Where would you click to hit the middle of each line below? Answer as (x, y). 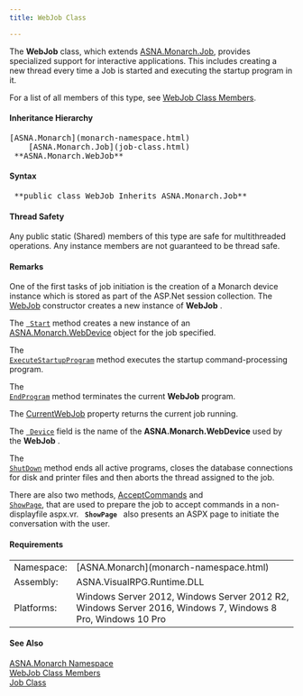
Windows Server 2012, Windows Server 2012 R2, (183, 596)
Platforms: (35, 608)
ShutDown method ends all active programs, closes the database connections (151, 468)
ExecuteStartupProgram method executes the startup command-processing (148, 360)
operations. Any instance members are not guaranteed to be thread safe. (145, 246)
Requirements (37, 545)
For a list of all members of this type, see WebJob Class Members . (133, 97)
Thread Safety (37, 216)
